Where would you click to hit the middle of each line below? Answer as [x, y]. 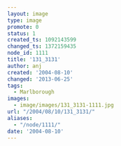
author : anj [24, 66]
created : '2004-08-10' [40, 72]
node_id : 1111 [28, 53]
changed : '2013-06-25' [40, 79]
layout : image [28, 14]
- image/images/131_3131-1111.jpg [64, 105]
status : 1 [22, 33]
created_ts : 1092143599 [42, 40]
